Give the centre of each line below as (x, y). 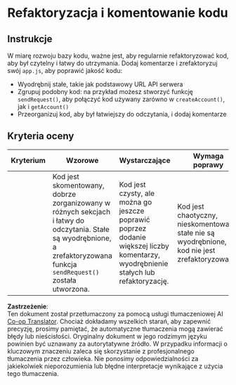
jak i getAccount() (43, 106)
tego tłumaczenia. (33, 373)
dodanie (132, 237)
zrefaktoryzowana (82, 256)
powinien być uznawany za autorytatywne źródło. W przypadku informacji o (118, 344)
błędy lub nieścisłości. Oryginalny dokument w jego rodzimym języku (107, 336)
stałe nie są (196, 233)
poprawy (208, 164)
